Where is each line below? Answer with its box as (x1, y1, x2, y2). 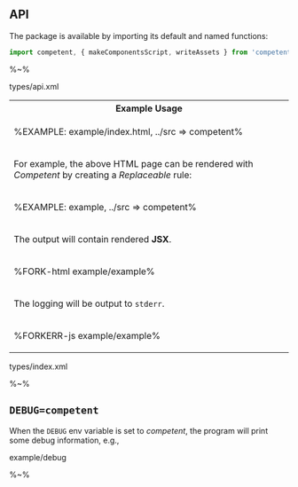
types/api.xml (9, 81, 59, 91)
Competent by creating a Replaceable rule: (13, 169, 192, 181)
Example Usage (114, 102, 184, 114)
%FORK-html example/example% (13, 265, 155, 278)
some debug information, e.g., (9, 435, 120, 445)
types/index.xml (9, 361, 68, 372)
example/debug (9, 452, 67, 462)
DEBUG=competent (9, 404, 99, 417)
